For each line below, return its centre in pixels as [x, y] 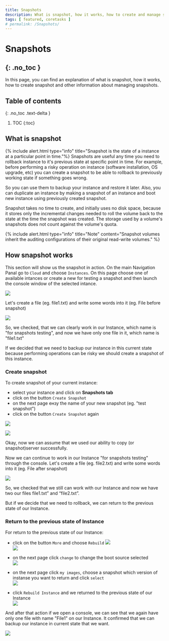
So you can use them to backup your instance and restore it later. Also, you [83, 187]
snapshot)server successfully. [36, 448]
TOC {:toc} [24, 123]
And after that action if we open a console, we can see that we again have [82, 613]
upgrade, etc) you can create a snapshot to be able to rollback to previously [84, 172]
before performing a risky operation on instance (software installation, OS [81, 167]
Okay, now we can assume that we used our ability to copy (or [70, 442]
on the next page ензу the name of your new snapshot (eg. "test [79, 403]
